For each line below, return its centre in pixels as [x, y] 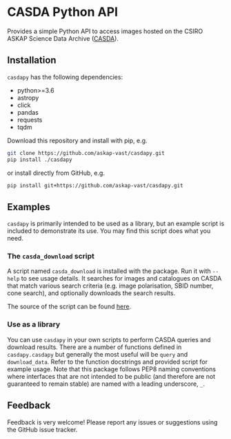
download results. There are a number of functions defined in [94, 347]
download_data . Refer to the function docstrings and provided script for [108, 362]
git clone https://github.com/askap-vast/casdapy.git [86, 153]
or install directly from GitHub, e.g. [56, 173]
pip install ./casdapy [40, 160]
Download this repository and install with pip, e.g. [77, 140]
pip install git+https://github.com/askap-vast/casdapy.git [96, 185]
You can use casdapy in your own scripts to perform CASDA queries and [109, 339]
